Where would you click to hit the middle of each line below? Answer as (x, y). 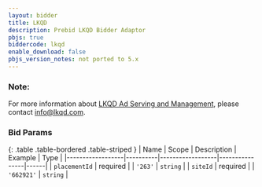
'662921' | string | (38, 174)
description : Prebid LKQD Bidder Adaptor (77, 30)
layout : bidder (33, 15)
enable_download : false (47, 52)
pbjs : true (26, 37)
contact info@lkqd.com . (47, 112)
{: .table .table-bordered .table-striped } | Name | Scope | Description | (122, 149)
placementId (73, 167)
